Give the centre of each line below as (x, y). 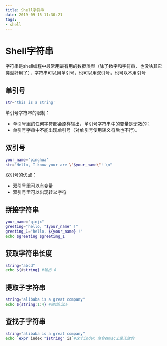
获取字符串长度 (29, 253)
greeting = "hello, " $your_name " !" (42, 227)
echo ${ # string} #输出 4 (31, 270)
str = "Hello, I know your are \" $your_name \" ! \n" (59, 165)
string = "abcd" (20, 266)
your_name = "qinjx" (25, 222)
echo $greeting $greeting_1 (35, 236)
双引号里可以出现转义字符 (39, 192)
